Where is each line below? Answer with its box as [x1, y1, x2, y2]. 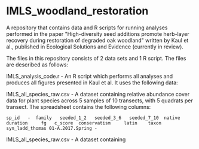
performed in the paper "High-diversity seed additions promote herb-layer [6, 30, 189, 37]
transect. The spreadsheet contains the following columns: [6, 103, 151, 110]
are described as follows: [6, 61, 69, 68]
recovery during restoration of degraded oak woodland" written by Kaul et [6, 37, 189, 44]
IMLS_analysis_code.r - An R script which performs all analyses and [6, 72, 173, 80]
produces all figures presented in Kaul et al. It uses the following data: [6, 79, 178, 86]
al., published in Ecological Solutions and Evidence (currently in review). [6, 43, 184, 50]
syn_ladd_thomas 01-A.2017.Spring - [6, 125, 97, 131]
